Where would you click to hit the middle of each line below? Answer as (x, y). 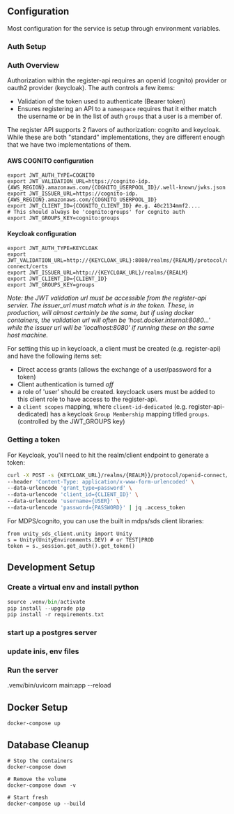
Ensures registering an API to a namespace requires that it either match (117, 109)
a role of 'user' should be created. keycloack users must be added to (116, 392)
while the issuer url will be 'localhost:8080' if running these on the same (111, 328)
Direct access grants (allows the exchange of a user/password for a (115, 370)
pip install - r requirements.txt (56, 615)
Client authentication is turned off (65, 384)
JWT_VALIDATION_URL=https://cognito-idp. (90, 182)
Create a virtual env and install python (73, 588)
